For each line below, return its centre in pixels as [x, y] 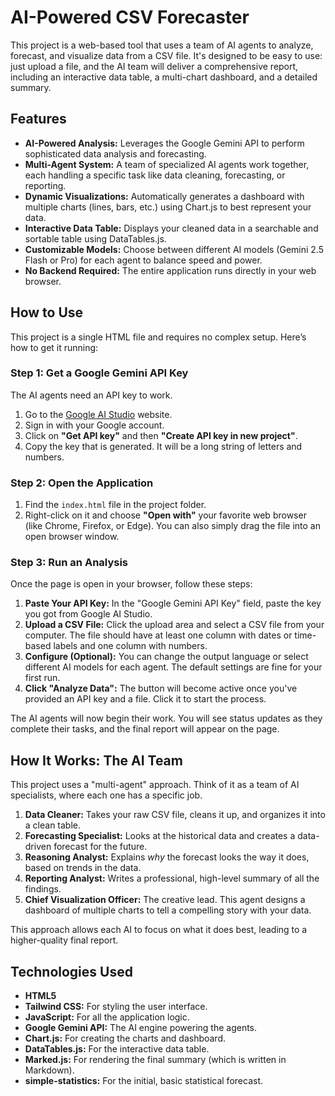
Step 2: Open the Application [82, 483]
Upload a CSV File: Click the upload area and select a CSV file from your [174, 625]
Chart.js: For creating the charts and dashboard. [125, 1038]
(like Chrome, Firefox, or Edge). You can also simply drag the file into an [172, 526]
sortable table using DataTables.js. [95, 238]
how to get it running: [54, 347]
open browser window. [72, 537]
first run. [42, 678]
